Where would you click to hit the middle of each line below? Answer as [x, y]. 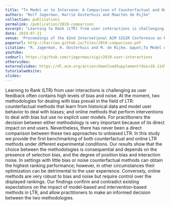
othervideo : [18, 62]
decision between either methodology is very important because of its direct [85, 122]
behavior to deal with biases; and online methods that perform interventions [84, 111]
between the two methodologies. [40, 197]
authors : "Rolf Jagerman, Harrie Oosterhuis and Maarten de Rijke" [78, 15]
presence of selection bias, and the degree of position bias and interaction [83, 154]
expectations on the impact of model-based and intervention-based [76, 187]
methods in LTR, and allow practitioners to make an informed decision [78, 192]
